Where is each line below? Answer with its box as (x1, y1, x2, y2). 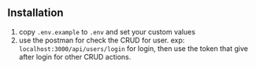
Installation (7, 6, 64, 20)
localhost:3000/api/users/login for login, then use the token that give (18, 43, 249, 53)
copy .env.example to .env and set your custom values (18, 27, 196, 36)
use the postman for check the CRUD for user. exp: (18, 35, 185, 45)
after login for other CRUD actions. (18, 52, 132, 61)
